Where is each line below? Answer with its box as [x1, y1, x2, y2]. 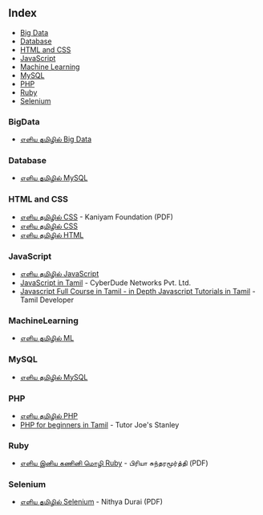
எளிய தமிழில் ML [19, 333, 75, 343]
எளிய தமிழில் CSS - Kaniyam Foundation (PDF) [19, 212, 174, 222]
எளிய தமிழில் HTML [19, 230, 84, 239]
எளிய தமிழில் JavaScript [19, 269, 99, 278]
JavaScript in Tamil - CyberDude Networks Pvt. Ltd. [19, 278, 192, 288]
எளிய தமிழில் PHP [19, 411, 79, 420]
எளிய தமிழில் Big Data [19, 134, 92, 144]
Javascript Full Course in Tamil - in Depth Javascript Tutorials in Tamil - [19, 287, 256, 296]
